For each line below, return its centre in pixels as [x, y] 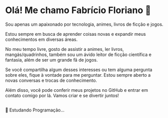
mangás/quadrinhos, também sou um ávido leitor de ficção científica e [78, 54]
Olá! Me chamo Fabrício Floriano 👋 [78, 10]
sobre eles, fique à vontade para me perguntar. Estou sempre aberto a [78, 75]
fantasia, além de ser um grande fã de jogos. [52, 60]
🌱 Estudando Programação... [35, 110]
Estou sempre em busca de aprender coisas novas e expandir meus [75, 34]
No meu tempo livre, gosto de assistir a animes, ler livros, [65, 49]
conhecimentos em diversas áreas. [41, 39]
